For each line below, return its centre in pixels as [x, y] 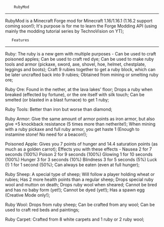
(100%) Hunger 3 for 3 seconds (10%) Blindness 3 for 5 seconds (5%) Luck [81, 160]
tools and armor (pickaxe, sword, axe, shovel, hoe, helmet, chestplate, [76, 64]
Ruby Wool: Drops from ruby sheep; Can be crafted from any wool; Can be [80, 204]
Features [20, 40]
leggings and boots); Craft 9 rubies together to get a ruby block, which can [80, 69]
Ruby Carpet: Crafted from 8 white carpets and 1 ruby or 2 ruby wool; [75, 219]
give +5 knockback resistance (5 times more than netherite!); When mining [80, 124]
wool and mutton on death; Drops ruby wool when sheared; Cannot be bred [81, 185]
